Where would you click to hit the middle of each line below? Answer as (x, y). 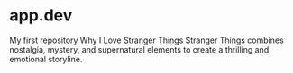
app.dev (41, 16)
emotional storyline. (46, 59)
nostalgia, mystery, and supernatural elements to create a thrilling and (139, 49)
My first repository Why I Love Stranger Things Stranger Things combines (146, 40)
